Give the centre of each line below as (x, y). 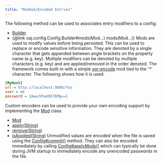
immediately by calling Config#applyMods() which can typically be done (84, 146)
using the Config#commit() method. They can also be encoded (75, 141)
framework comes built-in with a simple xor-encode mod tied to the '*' (82, 69)
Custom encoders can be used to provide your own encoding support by (77, 106)
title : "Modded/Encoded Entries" (39, 9)
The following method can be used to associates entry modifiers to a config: (81, 23)
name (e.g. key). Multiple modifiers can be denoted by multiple (74, 58)
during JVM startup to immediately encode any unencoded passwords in (85, 151)
